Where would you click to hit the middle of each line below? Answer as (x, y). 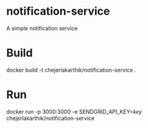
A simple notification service (42, 28)
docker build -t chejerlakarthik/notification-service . (71, 70)
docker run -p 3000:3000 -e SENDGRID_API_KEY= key (74, 111)
